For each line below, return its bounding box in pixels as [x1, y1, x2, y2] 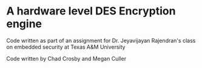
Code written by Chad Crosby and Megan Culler [6, 55, 126, 62]
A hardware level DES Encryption [6, 4, 176, 18]
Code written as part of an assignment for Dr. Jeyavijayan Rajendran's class [6, 37, 196, 44]
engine [6, 17, 42, 31]
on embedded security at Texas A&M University [6, 43, 126, 51]
